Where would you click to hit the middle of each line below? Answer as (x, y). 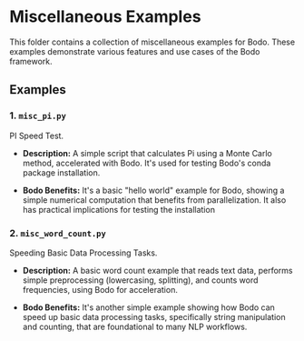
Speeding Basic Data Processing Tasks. (83, 253)
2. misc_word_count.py (58, 233)
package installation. (61, 172)
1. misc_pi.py (38, 115)
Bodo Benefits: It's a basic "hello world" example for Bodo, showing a (153, 190)
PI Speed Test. (37, 135)
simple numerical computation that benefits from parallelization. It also (154, 200)
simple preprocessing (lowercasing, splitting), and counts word (140, 280)
